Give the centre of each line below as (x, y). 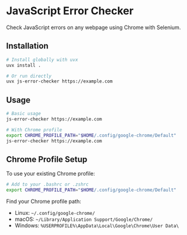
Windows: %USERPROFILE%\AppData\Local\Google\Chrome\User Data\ (97, 226)
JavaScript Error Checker (70, 11)
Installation (27, 46)
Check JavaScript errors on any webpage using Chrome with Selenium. (93, 27)
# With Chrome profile (34, 130)
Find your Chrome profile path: (44, 201)
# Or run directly (29, 76)
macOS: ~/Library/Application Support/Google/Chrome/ (84, 219)
